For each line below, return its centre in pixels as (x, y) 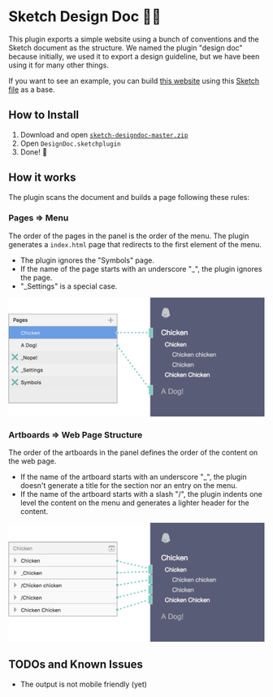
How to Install (44, 115)
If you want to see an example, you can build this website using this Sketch (134, 81)
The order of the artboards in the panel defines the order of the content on (133, 452)
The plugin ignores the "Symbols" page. (87, 260)
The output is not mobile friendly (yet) (84, 684)
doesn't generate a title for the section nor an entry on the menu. (129, 485)
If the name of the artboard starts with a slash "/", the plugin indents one (141, 494)
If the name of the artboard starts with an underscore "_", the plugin (134, 477)
